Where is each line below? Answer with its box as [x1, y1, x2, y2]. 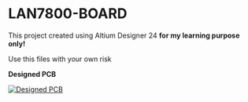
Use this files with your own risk [8, 54, 112, 64]
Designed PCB [8, 69, 57, 78]
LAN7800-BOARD [8, 5, 128, 23]
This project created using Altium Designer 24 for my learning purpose [8, 31, 240, 40]
